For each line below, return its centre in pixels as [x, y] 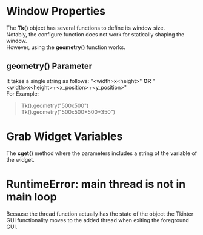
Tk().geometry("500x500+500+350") [68, 112]
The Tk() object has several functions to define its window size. [86, 28]
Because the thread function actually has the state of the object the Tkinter [100, 214]
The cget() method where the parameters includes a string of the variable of [102, 153]
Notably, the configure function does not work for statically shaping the [95, 34]
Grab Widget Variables [65, 136]
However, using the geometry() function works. [66, 47]
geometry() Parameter [49, 66]
